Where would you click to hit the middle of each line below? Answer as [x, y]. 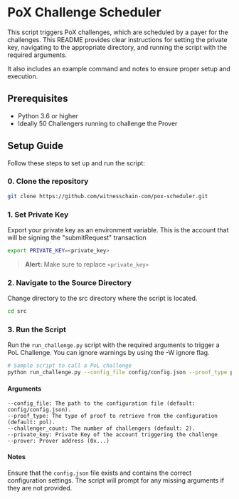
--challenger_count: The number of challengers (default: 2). [101, 428]
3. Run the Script [37, 330]
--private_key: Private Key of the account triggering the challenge [113, 435]
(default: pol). [31, 422]
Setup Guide [36, 146]
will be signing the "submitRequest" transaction [77, 238]
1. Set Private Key [38, 215]
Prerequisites [38, 99]
